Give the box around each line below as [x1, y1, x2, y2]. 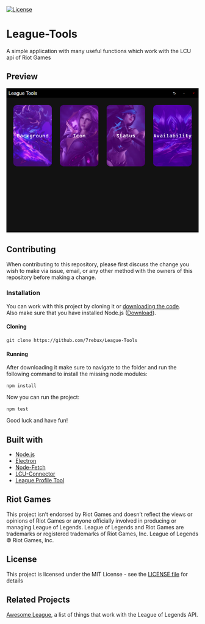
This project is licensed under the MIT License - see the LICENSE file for [6, 570, 188, 578]
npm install [6, 383, 37, 389]
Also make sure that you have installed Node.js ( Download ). [6, 309, 157, 316]
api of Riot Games [6, 54, 51, 61]
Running [6, 350, 29, 357]
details [6, 577, 23, 584]
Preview [6, 71, 38, 82]
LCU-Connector [15, 470, 56, 477]
